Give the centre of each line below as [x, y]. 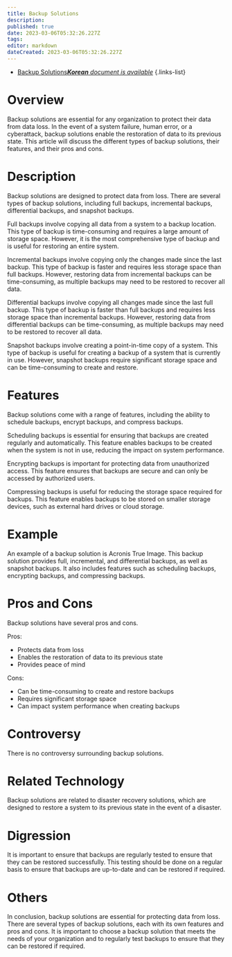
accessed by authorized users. [51, 478]
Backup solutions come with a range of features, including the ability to [109, 414]
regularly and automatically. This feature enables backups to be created [110, 442]
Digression [39, 835]
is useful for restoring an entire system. [63, 246]
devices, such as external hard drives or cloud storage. [86, 506]
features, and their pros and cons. [55, 148]
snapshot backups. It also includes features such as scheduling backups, [112, 568]
